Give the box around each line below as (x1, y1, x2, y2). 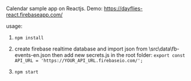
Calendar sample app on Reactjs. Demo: (6, 5, 103, 12)
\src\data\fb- (148, 45, 180, 52)
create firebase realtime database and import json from (14, 45, 148, 52)
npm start (14, 69, 39, 75)
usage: (6, 23, 23, 29)
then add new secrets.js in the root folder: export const (51, 52, 186, 58)
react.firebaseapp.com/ (6, 11, 63, 18)
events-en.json (14, 52, 51, 58)
